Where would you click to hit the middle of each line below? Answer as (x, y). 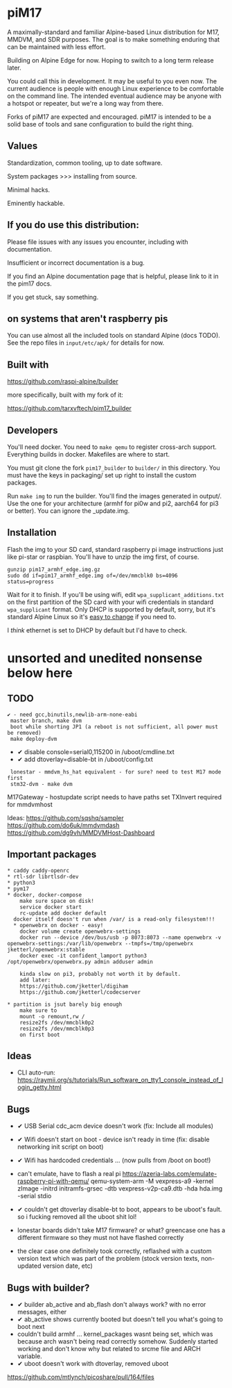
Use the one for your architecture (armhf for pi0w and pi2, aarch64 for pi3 (113, 503)
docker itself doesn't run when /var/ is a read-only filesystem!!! (114, 919)
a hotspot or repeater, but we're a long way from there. (86, 103)
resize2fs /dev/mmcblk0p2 (57, 1022)
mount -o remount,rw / (52, 1016)
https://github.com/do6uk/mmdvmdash (63, 825)
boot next (31, 1327)
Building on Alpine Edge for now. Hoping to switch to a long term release (110, 60)
